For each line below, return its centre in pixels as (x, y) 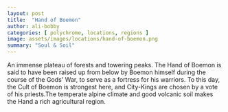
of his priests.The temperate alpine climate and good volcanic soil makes (110, 94)
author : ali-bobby (33, 26)
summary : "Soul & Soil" (41, 45)
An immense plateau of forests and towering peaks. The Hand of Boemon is (114, 65)
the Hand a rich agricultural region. (57, 101)
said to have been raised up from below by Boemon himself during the (106, 72)
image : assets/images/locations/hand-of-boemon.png (82, 39)
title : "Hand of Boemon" (44, 20)
